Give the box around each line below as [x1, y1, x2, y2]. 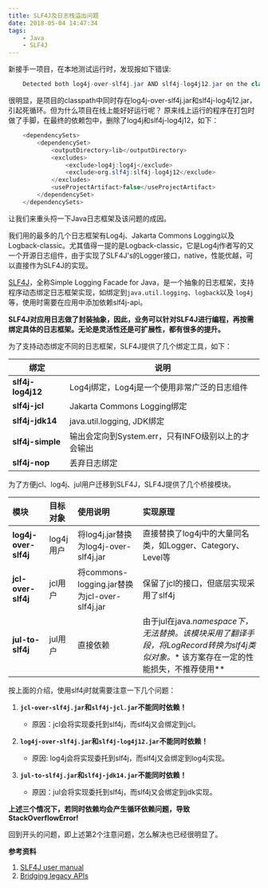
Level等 [142, 551, 171, 562]
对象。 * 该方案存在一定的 [150, 651, 246, 662]
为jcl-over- [77, 590, 122, 602]
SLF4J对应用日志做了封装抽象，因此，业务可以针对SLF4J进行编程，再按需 [8, 314, 254, 324]
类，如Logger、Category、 [142, 539, 245, 551]
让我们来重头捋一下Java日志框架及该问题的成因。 [8, 213, 171, 223]
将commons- [77, 566, 128, 578]
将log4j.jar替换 [77, 528, 132, 539]
